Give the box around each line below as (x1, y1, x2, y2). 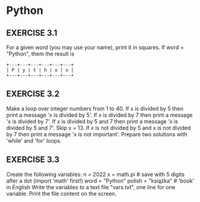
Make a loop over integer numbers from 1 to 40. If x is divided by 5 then (6, 105, 184, 112)
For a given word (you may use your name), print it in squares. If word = (6, 44, 184, 51)
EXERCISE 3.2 (6, 89, 60, 99)
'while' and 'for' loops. (6, 137, 62, 144)
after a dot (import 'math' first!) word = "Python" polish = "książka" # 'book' (6, 177, 195, 184)
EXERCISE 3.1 (6, 28, 58, 38)
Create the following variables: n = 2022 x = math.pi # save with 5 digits (6, 171, 185, 178)
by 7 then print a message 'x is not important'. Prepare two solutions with (6, 131, 188, 138)
